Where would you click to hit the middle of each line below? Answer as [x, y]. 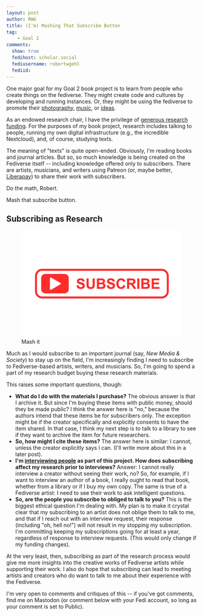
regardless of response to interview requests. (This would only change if [106, 538]
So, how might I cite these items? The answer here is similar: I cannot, [103, 441]
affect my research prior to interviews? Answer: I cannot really [95, 467]
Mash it [31, 342]
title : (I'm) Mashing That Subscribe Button [63, 25]
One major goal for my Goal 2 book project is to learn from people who [95, 89]
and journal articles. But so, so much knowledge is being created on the [96, 157]
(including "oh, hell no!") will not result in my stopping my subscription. [103, 525]
